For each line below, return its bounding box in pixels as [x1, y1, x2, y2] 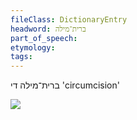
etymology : [10, 42, 56, 53]
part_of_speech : [10, 33, 78, 43]
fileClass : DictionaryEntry [10, 14, 128, 25]
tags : [10, 52, 33, 62]
